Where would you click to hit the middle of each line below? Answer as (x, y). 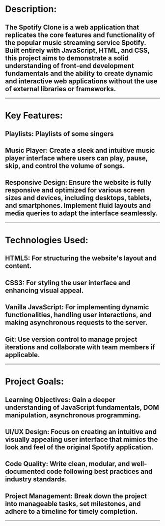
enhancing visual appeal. (44, 290)
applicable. (23, 355)
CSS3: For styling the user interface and (68, 282)
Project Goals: (34, 381)
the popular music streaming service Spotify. (76, 43)
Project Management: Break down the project (76, 496)
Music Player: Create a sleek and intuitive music (80, 150)
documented (25, 472)
